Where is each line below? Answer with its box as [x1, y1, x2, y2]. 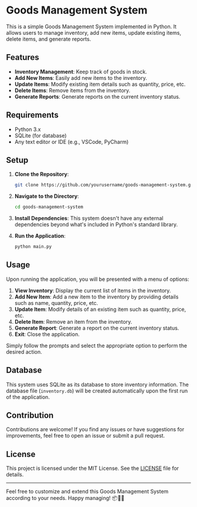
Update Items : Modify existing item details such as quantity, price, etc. [14, 80, 186, 88]
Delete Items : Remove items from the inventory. [14, 86, 131, 94]
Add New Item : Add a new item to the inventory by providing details [14, 293, 179, 300]
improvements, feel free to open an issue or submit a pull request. [6, 432, 165, 439]
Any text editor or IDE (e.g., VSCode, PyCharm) [14, 138, 129, 145]
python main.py [14, 244, 52, 250]
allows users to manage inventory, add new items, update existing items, [6, 29, 182, 36]
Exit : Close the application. [14, 330, 80, 338]
